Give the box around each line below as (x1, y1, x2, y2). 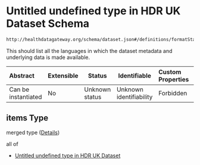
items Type (6, 113, 49, 123)
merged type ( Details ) (6, 129, 60, 136)
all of (6, 140, 19, 147)
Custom (158, 67, 182, 76)
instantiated (9, 92, 42, 101)
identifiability (116, 92, 153, 101)
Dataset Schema (6, 17, 90, 30)
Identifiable (118, 71, 152, 80)
